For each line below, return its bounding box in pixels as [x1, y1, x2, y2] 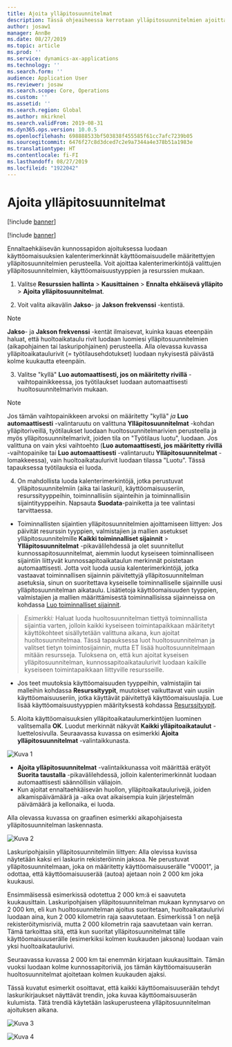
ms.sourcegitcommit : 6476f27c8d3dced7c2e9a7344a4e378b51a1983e [7, 139, 193, 146]
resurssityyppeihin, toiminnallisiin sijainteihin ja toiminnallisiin [17, 491, 191, 499]
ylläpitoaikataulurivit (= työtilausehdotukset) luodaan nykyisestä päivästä [7, 349, 214, 357]
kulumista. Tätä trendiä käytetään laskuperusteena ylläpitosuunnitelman [7, 998, 211, 1006]
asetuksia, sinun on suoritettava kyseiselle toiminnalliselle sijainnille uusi [17, 578, 222, 587]
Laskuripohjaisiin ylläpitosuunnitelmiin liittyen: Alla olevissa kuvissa [7, 848, 197, 856]
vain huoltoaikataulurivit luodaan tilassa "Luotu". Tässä [50, 456, 206, 464]
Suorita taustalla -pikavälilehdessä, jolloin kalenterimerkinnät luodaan [17, 770, 217, 779]
